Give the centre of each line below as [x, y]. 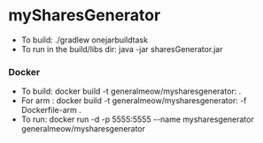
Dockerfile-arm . [51, 110]
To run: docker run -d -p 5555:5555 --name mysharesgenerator [137, 119]
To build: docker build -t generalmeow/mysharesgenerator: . [131, 91]
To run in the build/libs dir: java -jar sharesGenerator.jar [122, 49]
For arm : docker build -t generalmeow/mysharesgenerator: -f [134, 101]
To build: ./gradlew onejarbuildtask [84, 40]
